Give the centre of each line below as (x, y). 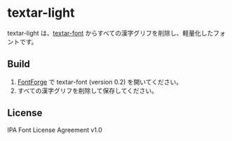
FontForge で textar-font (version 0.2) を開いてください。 (100, 82)
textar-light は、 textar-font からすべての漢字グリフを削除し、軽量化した (110, 33)
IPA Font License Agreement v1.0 (55, 130)
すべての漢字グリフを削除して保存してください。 (87, 90)
